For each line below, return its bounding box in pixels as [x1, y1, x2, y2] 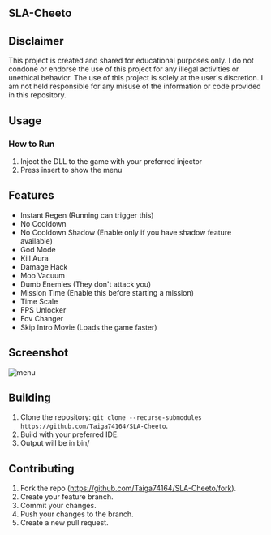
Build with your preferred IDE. [19, 429, 119, 439]
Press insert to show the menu [19, 165, 123, 175]
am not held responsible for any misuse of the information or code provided [8, 81, 261, 92]
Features [8, 188, 54, 202]
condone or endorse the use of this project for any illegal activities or [8, 64, 239, 74]
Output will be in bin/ [19, 438, 90, 448]
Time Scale [19, 296, 58, 306]
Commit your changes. [19, 501, 97, 511]
